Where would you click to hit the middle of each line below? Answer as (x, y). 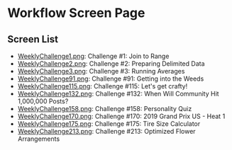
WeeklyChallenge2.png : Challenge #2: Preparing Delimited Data (111, 64)
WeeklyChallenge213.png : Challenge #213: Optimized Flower (107, 131)
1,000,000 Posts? (43, 101)
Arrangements (39, 139)
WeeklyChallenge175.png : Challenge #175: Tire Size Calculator (109, 124)
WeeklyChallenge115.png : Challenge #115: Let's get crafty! (103, 86)
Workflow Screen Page (76, 13)
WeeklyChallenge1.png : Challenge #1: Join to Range (93, 56)
